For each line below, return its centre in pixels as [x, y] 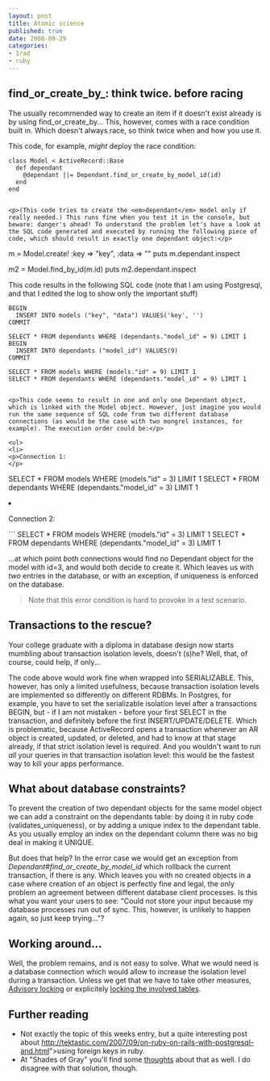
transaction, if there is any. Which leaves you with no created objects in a [130, 875]
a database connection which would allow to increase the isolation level [127, 972]
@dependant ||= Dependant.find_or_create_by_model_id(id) [122, 175]
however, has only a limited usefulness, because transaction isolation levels [134, 686]
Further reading [48, 1014]
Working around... [55, 943]
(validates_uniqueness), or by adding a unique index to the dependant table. [135, 826]
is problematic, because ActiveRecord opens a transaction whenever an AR [133, 729]
